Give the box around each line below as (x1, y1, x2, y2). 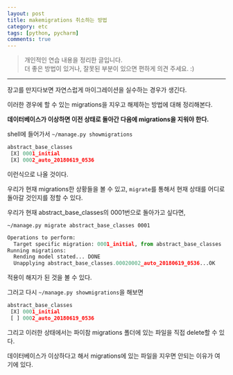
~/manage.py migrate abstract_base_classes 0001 (7, 222, 150, 229)
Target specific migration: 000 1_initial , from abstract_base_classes (13, 241, 222, 247)
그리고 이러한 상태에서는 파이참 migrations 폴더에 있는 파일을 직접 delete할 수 (7, 328, 218, 336)
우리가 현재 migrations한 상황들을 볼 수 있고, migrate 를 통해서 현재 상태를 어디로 (7, 184, 225, 193)
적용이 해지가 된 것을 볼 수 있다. (7, 273, 92, 281)
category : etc (7, 23, 49, 30)
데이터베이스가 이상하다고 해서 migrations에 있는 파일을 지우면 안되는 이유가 (7, 351, 214, 360)
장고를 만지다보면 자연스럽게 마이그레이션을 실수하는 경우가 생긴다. (7, 86, 187, 94)
